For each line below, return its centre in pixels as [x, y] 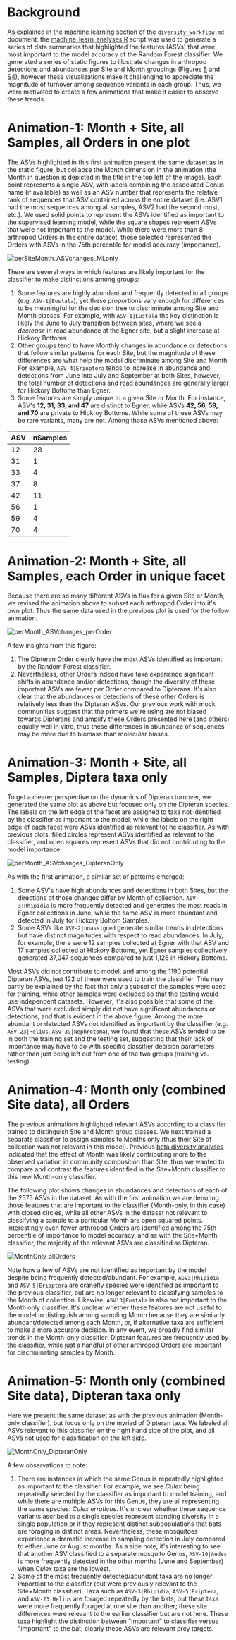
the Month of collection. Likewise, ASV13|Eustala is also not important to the [117, 1300]
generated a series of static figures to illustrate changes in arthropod [107, 61]
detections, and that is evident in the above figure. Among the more [105, 1016]
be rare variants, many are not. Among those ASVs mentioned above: [118, 420]
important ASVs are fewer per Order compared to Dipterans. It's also [117, 689]
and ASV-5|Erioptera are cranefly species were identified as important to [113, 1285]
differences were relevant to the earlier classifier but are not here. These [123, 1613]
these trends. [26, 99]
